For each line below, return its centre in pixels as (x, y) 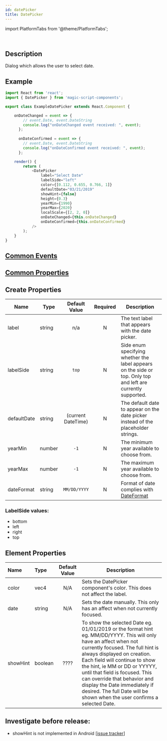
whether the (135, 358)
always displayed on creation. (116, 654)
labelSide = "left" (59, 180)
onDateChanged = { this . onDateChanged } (79, 217)
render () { (25, 162)
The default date (140, 403)
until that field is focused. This (117, 673)
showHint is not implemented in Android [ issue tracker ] (69, 733)
